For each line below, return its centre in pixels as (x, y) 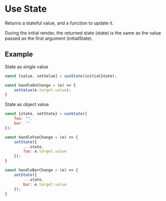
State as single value (27, 66)
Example (19, 54)
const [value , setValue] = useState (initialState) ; (61, 76)
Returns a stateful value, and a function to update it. (59, 23)
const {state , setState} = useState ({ (46, 114)
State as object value (27, 105)
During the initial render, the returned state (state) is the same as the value (83, 33)
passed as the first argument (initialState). (49, 38)
